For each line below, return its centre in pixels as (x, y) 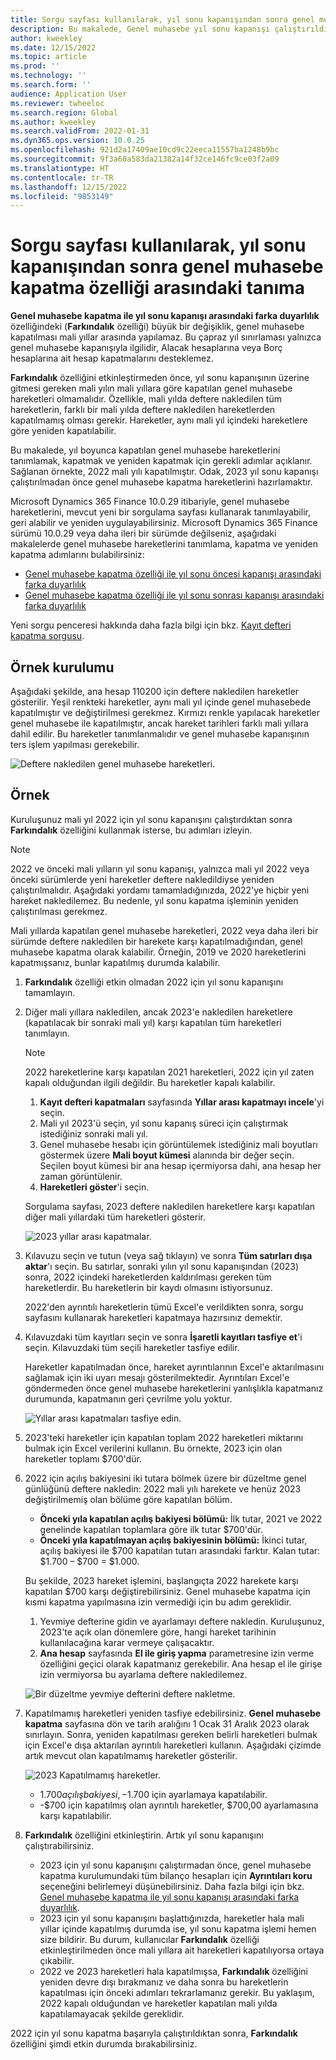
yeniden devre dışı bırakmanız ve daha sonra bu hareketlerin (164, 1982)
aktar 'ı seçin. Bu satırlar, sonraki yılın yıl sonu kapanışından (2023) (162, 1266)
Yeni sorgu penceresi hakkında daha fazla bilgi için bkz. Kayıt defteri (151, 625)
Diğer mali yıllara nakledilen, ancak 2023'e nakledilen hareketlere (158, 1012)
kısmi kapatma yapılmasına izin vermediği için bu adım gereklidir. (158, 1602)
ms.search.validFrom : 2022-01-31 (80, 131)
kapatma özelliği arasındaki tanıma (157, 288)
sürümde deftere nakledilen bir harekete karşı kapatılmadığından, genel (156, 941)
